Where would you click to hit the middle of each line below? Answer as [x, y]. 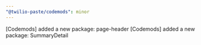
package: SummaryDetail [37, 35]
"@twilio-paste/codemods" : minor [48, 12]
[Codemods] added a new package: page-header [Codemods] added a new [101, 29]
